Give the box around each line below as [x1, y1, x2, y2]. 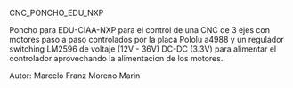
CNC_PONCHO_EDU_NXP [9, 8, 104, 18]
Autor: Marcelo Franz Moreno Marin [9, 70, 141, 81]
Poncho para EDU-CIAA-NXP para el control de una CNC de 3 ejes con [9, 25, 270, 35]
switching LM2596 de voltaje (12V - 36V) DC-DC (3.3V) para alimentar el [9, 44, 277, 54]
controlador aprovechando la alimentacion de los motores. [9, 53, 224, 63]
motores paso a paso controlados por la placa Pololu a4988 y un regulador [9, 35, 285, 44]
